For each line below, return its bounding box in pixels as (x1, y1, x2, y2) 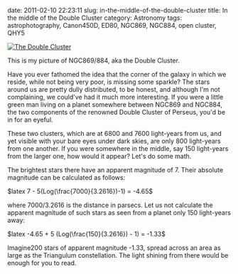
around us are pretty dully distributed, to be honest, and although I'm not (7, 85, 220, 93)
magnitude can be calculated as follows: (7, 174, 126, 181)
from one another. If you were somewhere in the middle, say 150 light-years (7, 144, 229, 152)
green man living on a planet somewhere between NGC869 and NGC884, (7, 100, 222, 109)
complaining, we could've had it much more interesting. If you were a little (7, 93, 224, 101)
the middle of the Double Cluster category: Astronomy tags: (7, 14, 183, 22)
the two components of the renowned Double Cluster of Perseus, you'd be (7, 108, 226, 116)
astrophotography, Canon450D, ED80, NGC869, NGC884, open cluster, (7, 21, 217, 29)
